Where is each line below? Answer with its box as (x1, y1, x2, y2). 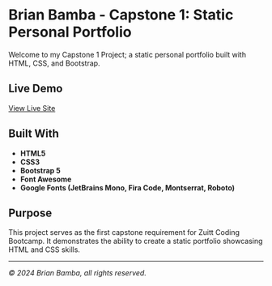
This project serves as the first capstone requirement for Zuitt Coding (8, 228, 240, 237)
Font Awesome (19, 174, 72, 184)
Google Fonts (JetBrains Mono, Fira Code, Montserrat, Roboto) (19, 182, 236, 192)
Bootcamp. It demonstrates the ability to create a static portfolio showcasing (8, 237, 263, 246)
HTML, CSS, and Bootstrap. (8, 58, 100, 68)
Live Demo (8, 82, 63, 96)
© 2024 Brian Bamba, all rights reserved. (8, 268, 147, 278)
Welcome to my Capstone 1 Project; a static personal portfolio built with (8, 49, 247, 59)
